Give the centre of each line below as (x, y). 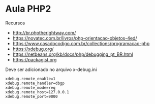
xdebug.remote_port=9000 (32, 96)
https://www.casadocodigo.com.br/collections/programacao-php (81, 43)
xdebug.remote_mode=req (30, 88)
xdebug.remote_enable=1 (30, 79)
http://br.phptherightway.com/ (44, 32)
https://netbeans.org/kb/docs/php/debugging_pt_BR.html (73, 54)
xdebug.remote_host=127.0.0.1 (37, 92)
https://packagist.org (35, 59)
